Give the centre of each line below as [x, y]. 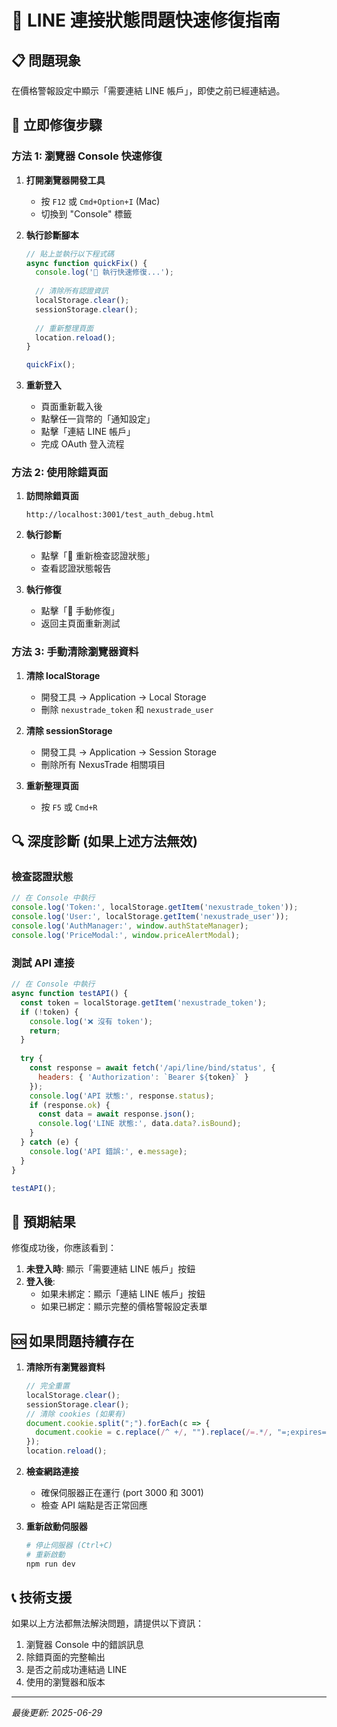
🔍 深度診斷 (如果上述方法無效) [105, 841]
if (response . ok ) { [70, 1105]
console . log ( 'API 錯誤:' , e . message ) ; [108, 1151]
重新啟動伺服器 [56, 1527]
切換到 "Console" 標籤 [86, 213]
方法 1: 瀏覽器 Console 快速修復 [87, 156]
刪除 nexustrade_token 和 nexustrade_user [127, 709]
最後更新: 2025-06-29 [57, 1713]
